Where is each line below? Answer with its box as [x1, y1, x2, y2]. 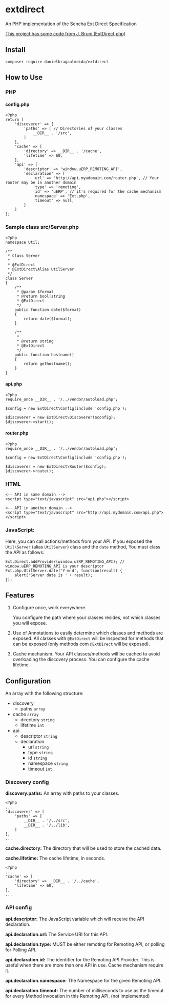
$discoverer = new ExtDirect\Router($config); [5, 464, 107, 469]
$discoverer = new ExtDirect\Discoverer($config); [5, 415, 116, 420]
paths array [20, 706, 46, 712]
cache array [12, 711, 39, 718]
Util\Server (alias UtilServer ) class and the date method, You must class [5, 543, 161, 550]
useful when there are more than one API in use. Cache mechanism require [5, 962, 164, 968]
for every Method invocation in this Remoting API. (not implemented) [5, 993, 150, 999]
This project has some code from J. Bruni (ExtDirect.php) [5, 30, 126, 36]
